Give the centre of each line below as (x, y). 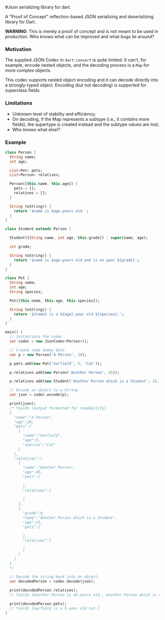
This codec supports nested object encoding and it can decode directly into (82, 80)
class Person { (21, 152)
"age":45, (33, 472)
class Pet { (17, 278)
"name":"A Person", (34, 417)
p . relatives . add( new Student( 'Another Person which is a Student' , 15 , (84, 381)
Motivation (18, 49)
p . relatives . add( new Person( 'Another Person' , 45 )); (65, 372)
